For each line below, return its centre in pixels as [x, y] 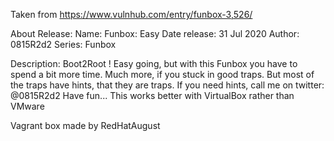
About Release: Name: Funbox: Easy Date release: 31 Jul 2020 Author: [155, 33]
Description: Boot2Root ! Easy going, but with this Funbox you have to [154, 63]
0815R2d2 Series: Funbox [63, 44]
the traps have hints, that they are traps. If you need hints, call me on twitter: [167, 85]
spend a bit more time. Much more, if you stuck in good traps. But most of [162, 74]
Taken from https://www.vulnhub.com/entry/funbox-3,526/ [131, 14]
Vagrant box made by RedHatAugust [85, 125]
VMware [27, 106]
